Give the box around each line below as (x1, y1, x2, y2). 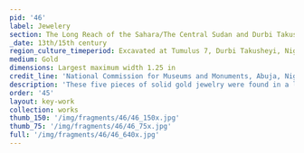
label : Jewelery (9, 22, 71, 31)
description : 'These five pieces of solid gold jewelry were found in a (9, 80, 290, 89)
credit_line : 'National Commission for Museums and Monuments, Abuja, (9, 72, 281, 81)
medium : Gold (9, 55, 59, 64)
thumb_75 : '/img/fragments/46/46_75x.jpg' (9, 122, 172, 131)
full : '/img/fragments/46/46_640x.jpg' (9, 130, 160, 139)
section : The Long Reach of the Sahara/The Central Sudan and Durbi (9, 30, 273, 39)
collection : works (9, 105, 79, 114)
